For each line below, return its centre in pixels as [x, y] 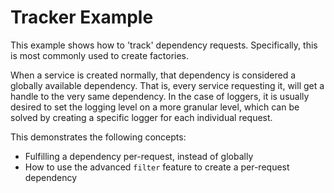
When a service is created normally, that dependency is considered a [153, 75]
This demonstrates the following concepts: [98, 137]
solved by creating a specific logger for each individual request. [141, 117]
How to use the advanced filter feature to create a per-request [157, 167]
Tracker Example [82, 17]
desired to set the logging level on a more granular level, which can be [155, 107]
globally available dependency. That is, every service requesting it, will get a [167, 85]
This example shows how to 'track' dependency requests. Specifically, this [164, 45]
